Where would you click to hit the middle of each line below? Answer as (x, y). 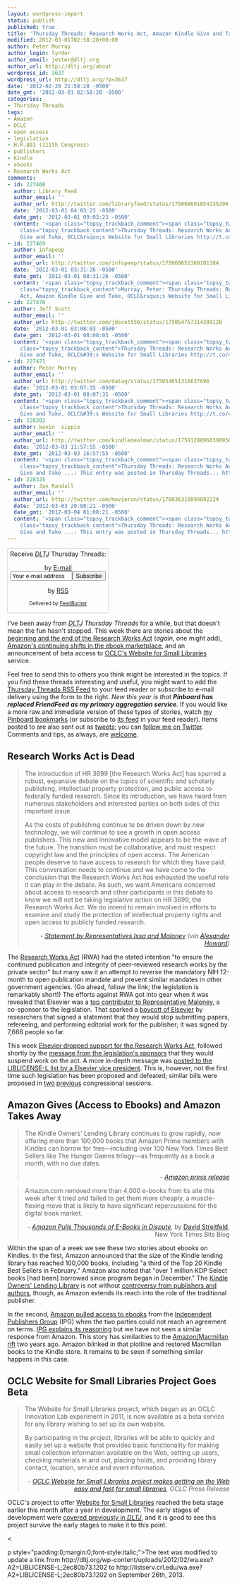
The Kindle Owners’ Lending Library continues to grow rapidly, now (122, 1133)
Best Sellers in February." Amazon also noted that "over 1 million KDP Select (117, 1270)
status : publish (31, 20)
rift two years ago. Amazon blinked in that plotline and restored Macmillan (114, 1344)
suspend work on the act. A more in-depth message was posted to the (110, 1060)
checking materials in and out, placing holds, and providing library (120, 1460)
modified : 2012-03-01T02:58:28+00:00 (63, 40)
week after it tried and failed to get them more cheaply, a (107, 1198)
